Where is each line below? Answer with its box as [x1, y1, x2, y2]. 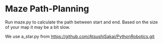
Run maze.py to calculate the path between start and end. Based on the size [5, 19, 158, 25]
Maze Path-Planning [5, 3, 89, 14]
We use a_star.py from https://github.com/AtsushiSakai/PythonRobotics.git [5, 33, 155, 39]
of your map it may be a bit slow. [5, 24, 71, 30]
